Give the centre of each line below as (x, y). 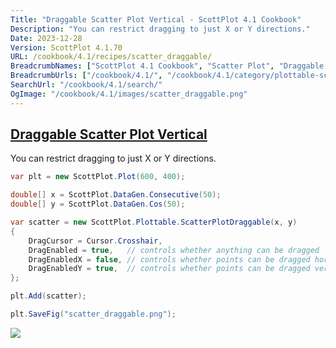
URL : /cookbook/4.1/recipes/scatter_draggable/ (111, 57)
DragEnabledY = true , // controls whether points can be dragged (169, 269)
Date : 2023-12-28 (46, 38)
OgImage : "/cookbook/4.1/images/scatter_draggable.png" (129, 94)
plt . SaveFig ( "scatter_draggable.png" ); (93, 314)
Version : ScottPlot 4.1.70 (66, 47)
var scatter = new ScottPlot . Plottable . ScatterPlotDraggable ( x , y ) (154, 222)
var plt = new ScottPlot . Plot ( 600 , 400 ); (98, 177)
